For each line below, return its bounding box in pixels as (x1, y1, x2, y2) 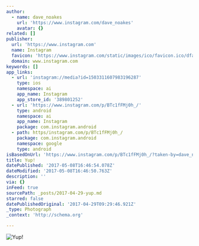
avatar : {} (17, 25, 44, 31)
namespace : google (17, 140, 62, 147)
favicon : (11, 53, 33, 59)
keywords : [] (6, 63, 38, 70)
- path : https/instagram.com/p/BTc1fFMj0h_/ (11, 130, 123, 136)
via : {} (6, 179, 25, 185)
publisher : (6, 36, 33, 42)
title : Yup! (6, 157, 36, 163)
